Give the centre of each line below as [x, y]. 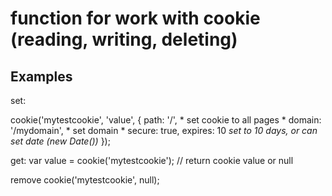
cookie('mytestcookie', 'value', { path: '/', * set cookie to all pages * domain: [166, 120]
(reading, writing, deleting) [124, 39]
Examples [41, 76]
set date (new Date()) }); [60, 141]
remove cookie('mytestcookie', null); [85, 180]
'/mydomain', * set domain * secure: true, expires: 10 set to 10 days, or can [164, 130]
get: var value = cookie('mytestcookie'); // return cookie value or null [152, 160]
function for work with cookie [135, 18]
